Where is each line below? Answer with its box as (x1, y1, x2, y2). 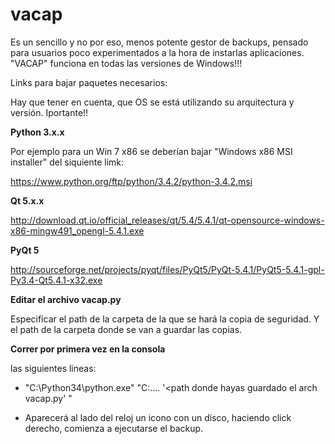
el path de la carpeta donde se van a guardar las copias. (10, 323, 243, 335)
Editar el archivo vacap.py (10, 293, 122, 305)
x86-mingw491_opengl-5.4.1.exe (10, 224, 145, 237)
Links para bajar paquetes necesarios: (10, 76, 168, 88)
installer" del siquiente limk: (10, 156, 125, 168)
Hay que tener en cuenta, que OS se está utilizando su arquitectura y (10, 96, 295, 108)
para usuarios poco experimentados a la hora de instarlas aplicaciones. (10, 46, 305, 58)
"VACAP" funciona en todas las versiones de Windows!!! (10, 57, 243, 69)
